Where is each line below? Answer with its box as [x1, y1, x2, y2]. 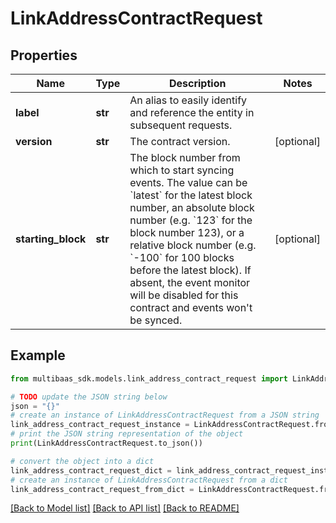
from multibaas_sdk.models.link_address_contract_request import [10, 373, 288, 384]
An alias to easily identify [129, 93, 248, 107]
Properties [10, 47, 78, 64]
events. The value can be [129, 176, 248, 189]
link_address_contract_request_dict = [10, 465, 172, 476]
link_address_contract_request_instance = [10, 420, 190, 430]
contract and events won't [129, 301, 253, 314]
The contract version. [129, 135, 231, 148]
